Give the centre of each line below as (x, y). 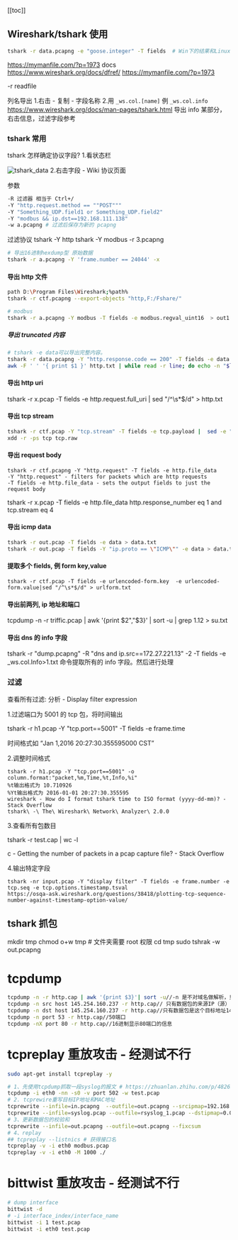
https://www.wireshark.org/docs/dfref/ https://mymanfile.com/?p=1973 (111, 72)
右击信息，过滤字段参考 (41, 118)
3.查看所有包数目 (32, 825)
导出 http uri (25, 383)
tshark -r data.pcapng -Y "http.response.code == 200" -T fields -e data (119, 359)
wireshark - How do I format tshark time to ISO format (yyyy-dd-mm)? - (117, 799)
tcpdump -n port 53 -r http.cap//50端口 (67, 1017)
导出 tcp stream (31, 416)
